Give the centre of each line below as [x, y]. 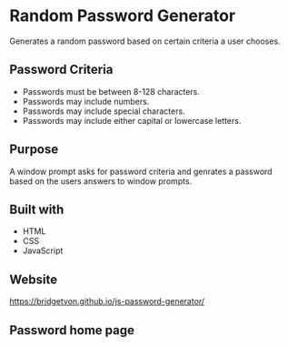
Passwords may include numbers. [86, 101]
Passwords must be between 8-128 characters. [111, 91]
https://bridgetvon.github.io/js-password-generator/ [107, 301]
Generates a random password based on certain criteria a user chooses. [145, 41]
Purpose [34, 150]
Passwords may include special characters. [104, 111]
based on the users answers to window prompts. [101, 181]
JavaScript [43, 250]
